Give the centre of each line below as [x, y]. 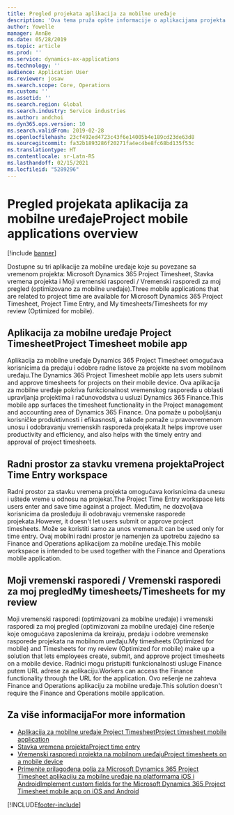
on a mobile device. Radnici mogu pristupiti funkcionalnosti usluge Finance [115, 663]
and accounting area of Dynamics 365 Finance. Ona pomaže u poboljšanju [114, 412]
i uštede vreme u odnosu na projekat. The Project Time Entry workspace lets [116, 499]
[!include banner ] [32, 253]
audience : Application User [48, 72]
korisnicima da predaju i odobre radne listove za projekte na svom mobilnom [117, 368]
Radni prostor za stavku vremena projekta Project [116, 464]
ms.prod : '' [24, 53]
